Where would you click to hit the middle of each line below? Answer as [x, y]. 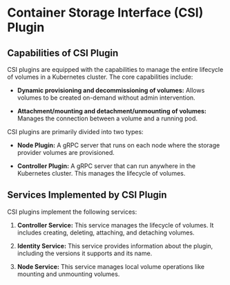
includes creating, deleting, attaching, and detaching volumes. [106, 232]
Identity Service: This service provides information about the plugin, [115, 246]
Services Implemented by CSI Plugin [87, 195]
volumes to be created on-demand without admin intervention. [106, 98]
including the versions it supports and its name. [85, 253]
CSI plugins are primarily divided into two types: [75, 132]
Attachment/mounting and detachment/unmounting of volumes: [112, 111]
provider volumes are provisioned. [66, 153]
